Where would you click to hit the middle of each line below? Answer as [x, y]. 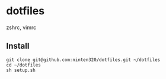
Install [18, 46]
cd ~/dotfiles [24, 65]
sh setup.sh [21, 70]
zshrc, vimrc [21, 27]
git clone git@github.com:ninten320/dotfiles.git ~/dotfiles [83, 60]
